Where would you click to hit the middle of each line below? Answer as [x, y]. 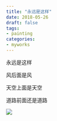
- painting [19, 34]
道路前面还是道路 [27, 100]
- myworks [18, 45]
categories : [21, 39]
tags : [13, 28]
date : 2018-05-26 [27, 17]
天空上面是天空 [24, 87]
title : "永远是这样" [29, 12]
